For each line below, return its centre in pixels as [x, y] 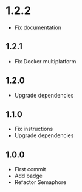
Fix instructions [34, 129]
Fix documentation [38, 27]
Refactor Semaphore [40, 182]
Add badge [29, 176]
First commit [30, 169]
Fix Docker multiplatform [45, 61]
